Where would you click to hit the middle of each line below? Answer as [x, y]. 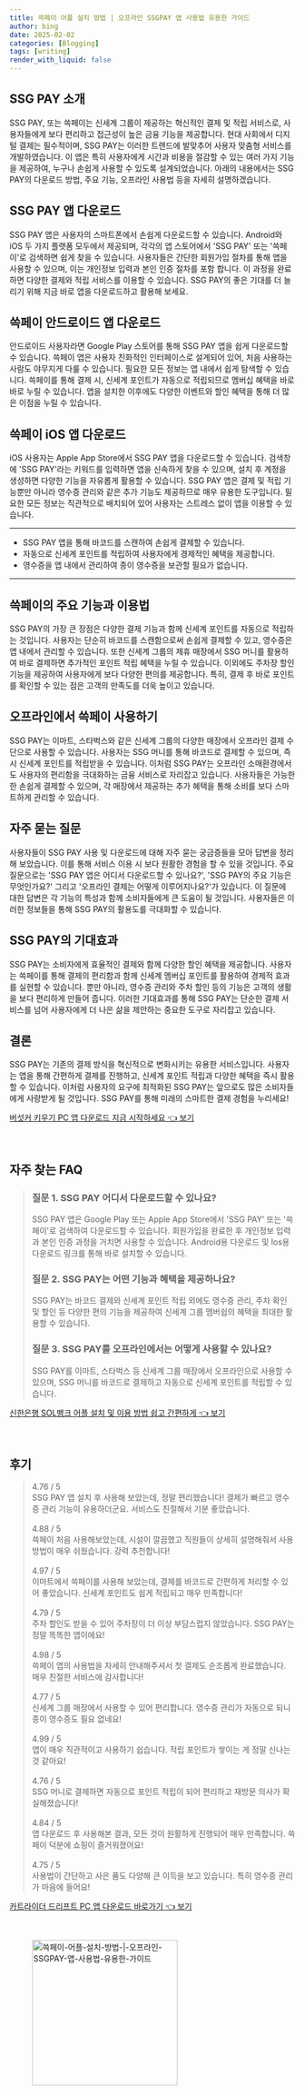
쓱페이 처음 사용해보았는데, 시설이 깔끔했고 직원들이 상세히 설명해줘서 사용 [162, 1540]
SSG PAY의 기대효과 [64, 941]
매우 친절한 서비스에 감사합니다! [87, 1677]
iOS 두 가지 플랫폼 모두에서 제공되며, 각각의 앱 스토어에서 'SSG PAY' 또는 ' [141, 245]
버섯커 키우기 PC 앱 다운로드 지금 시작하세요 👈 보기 [102, 1117]
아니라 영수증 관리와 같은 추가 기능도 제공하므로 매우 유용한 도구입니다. [158, 492]
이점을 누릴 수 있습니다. [60, 403]
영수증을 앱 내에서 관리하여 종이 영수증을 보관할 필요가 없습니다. [135, 565]
